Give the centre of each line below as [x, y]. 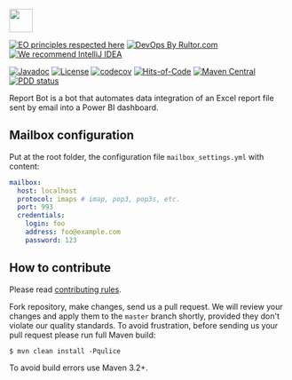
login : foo [45, 224]
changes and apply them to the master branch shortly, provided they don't [145, 316]
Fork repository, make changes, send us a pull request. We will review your [146, 306]
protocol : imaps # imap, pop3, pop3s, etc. [99, 199]
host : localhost [47, 191]
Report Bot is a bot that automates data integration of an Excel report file [142, 98]
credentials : [41, 216]
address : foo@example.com [73, 232]
